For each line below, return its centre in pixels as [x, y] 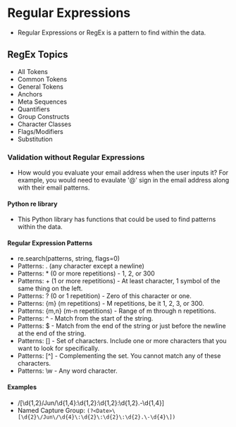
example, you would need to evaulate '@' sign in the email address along [123, 180]
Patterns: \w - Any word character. [67, 371]
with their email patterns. [54, 187]
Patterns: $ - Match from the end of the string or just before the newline [122, 326]
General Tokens [40, 87]
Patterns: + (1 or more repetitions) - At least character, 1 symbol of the [119, 281]
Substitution [35, 139]
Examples [22, 387]
